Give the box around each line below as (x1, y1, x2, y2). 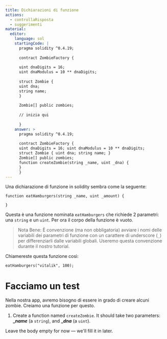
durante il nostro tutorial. (17, 243, 70, 249)
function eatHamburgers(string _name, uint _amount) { (5, 193, 125, 199)
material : (5, 27, 27, 32)
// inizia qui (18, 112, 50, 118)
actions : (5, 12, 24, 17)
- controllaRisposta (10, 17, 54, 22)
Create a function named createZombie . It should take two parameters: (12, 312, 161, 318)
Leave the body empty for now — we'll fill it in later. (5, 328, 113, 334)
